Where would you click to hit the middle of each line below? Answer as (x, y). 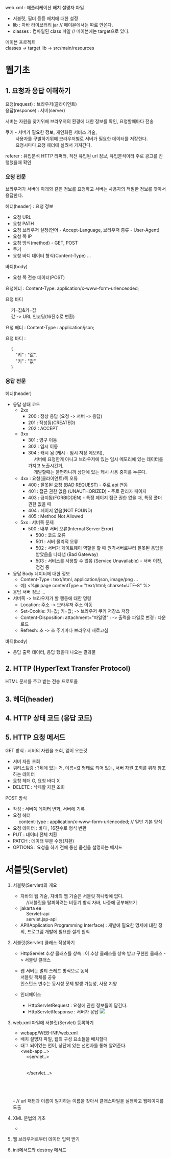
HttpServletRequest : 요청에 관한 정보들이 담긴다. (78, 1005)
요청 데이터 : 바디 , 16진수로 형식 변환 (50, 828)
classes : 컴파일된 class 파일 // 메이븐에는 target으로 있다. (71, 31)
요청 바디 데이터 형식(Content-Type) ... (52, 256)
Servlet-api (38, 913)
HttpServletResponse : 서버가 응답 (63, 1011)
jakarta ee (31, 908)
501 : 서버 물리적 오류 (57, 541)
